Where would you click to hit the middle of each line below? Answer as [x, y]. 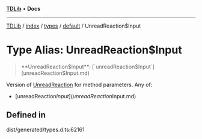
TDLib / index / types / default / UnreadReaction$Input [74, 26]
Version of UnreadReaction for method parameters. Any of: [79, 84]
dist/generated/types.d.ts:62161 [46, 129]
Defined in [26, 115]
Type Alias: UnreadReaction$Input [94, 50]
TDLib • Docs [23, 9]
